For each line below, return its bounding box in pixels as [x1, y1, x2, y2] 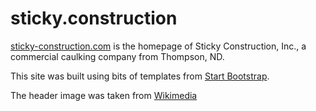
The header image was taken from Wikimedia [10, 89, 198, 101]
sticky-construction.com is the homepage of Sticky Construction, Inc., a [10, 40, 307, 52]
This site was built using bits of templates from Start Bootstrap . [10, 70, 270, 82]
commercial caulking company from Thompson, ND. [10, 50, 225, 62]
